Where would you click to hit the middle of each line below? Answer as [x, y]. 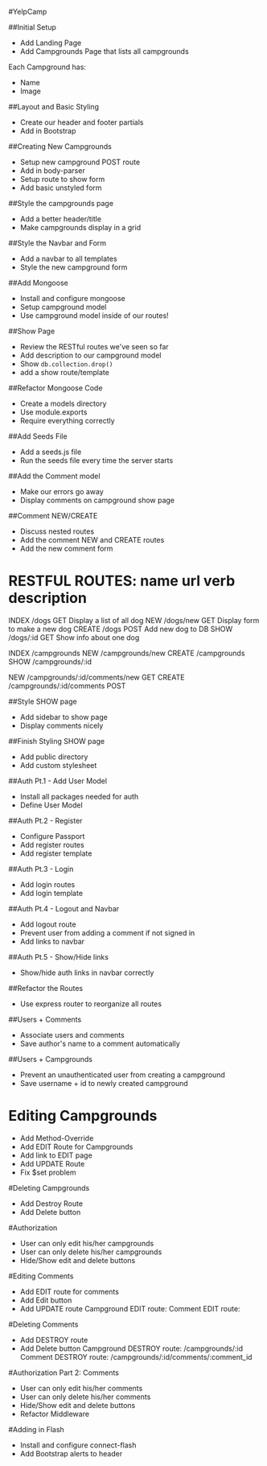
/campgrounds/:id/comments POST [67, 686]
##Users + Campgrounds [50, 1059]
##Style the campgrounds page [61, 203]
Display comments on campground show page [97, 500]
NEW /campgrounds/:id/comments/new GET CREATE [97, 677]
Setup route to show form [62, 179]
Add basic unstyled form [61, 188]
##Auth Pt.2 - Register [45, 820]
